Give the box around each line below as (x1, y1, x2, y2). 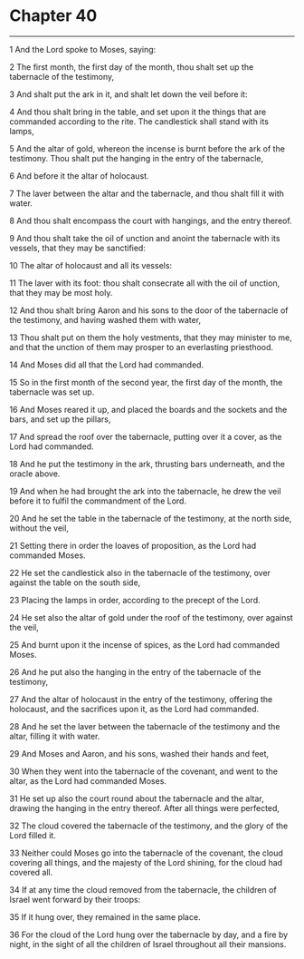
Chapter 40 (9, 5, 98, 26)
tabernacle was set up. (9, 387, 95, 397)
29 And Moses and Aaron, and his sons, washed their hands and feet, (9, 748, 270, 758)
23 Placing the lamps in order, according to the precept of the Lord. (9, 594, 261, 605)
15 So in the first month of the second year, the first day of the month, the (9, 377, 283, 387)
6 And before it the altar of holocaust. (9, 170, 149, 181)
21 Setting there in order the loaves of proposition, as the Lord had (9, 540, 257, 551)
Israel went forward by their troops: (9, 894, 141, 905)
